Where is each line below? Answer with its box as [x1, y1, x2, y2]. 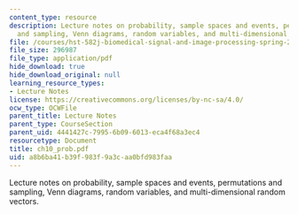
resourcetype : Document [9, 136, 98, 145]
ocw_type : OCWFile [9, 103, 77, 112]
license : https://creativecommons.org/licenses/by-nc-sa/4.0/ [9, 95, 244, 104]
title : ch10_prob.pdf [9, 144, 90, 153]
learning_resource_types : [9, 79, 105, 88]
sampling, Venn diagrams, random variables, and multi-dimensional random [9, 187, 286, 197]
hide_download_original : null [9, 71, 122, 80]
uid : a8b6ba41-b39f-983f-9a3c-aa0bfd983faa [9, 152, 173, 162]
